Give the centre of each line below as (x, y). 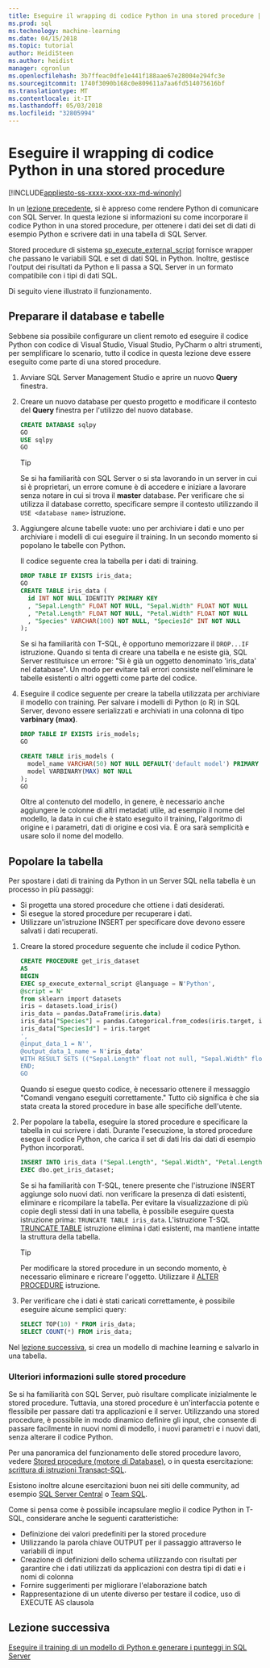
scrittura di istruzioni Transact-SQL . (67, 1469)
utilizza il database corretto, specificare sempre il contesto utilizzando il (139, 504)
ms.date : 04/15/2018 (43, 38)
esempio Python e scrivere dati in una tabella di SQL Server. (108, 234)
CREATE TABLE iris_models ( (67, 756)
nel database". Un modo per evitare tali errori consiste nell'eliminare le (137, 670)
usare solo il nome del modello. (72, 836)
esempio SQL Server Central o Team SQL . (78, 1494)
